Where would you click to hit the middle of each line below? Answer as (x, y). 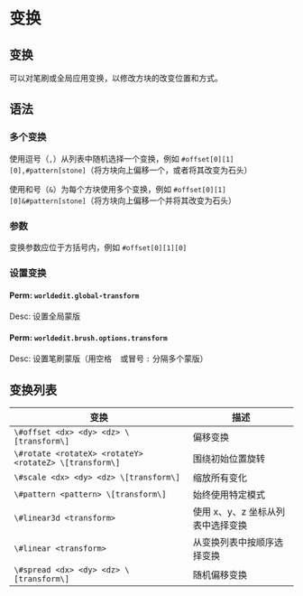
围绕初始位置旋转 (229, 459)
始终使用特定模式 (229, 495)
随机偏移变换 (220, 575)
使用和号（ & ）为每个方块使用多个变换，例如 (91, 189)
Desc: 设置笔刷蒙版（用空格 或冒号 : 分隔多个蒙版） (109, 359)
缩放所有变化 (220, 478)
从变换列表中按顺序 (234, 543)
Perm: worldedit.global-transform (74, 295)
